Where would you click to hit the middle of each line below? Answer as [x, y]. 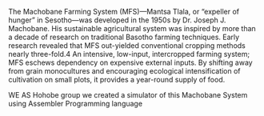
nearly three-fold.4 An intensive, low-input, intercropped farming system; [129, 54]
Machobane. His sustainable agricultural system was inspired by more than [132, 28]
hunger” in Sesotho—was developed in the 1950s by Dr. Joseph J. [117, 20]
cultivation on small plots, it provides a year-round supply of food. [117, 80]
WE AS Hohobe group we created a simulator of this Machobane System [128, 95]
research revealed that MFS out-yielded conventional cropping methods [127, 46]
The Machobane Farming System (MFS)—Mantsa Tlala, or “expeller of [124, 12]
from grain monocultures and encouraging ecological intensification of [125, 71]
